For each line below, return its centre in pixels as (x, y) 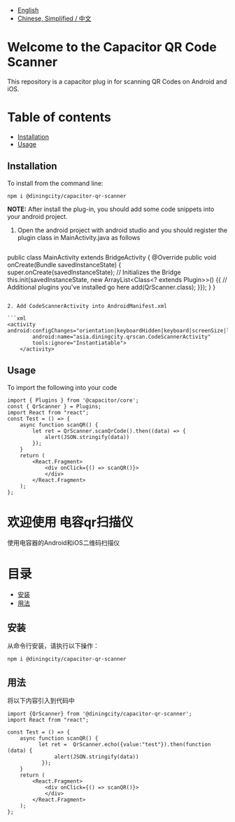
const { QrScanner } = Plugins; (54, 406)
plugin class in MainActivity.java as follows (79, 237)
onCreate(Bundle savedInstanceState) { (64, 264)
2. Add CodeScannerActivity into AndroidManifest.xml (87, 306)
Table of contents (59, 117)
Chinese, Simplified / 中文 (54, 18)
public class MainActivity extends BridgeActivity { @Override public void (112, 257)
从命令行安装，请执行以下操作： (53, 646)
